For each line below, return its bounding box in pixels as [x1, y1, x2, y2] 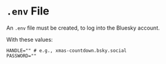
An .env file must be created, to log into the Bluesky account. [6, 24, 160, 31]
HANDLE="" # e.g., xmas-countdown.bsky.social [6, 47, 127, 54]
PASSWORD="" [6, 53, 37, 59]
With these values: [6, 36, 53, 43]
